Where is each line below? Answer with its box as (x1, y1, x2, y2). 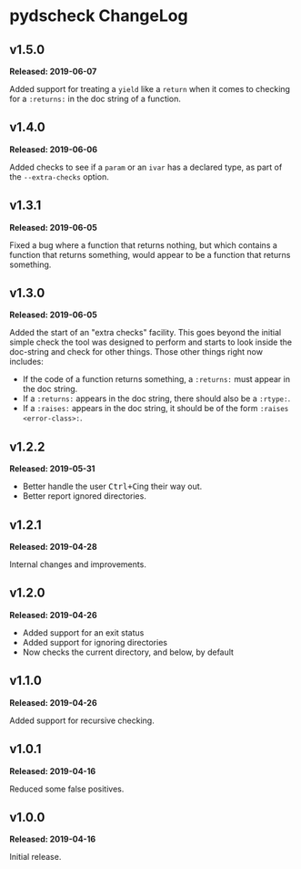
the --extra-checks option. (9, 171, 109, 182)
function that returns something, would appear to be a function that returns (9, 249, 291, 260)
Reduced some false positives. (9, 783, 125, 794)
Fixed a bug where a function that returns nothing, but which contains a (9, 239, 277, 251)
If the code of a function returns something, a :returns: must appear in (22, 374, 291, 385)
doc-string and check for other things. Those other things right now (9, 347, 264, 357)
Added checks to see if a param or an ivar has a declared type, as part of (9, 161, 283, 172)
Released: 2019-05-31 (9, 463, 95, 474)
